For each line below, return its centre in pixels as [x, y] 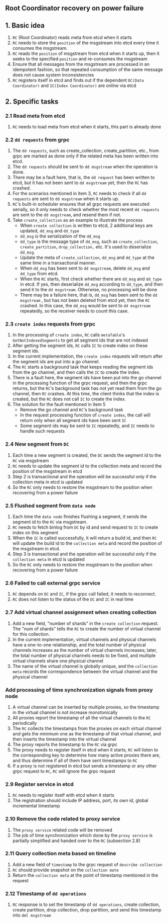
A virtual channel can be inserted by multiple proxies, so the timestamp [86, 707]
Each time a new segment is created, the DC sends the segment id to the [87, 455]
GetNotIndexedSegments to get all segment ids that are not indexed [80, 340]
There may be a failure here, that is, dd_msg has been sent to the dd [89, 295]
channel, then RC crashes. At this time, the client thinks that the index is [86, 394]
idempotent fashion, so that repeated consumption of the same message [88, 69]
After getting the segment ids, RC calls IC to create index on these [80, 346]
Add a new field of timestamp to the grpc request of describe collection [87, 864]
